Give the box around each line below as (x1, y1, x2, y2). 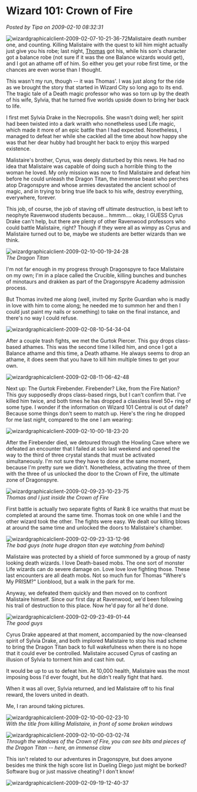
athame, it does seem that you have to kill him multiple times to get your (6, 355, 180, 363)
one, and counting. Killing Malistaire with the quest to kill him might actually (6, 41, 188, 48)
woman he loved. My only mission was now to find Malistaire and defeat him (6, 169, 191, 176)
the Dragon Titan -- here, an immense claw (6, 744, 111, 751)
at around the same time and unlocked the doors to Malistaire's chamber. (6, 524, 183, 531)
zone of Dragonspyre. (6, 476, 59, 483)
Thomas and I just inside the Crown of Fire (6, 494, 109, 501)
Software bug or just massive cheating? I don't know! (6, 768, 135, 775)
